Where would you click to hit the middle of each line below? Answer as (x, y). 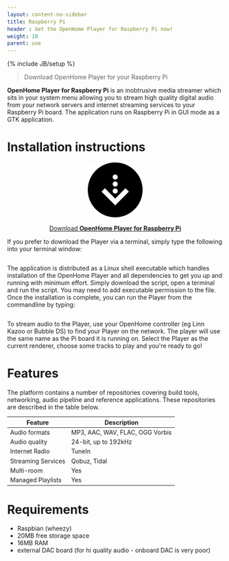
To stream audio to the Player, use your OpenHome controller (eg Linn (106, 324)
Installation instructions (76, 147)
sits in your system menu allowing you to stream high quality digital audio (110, 98)
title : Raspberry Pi (37, 22)
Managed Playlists (36, 480)
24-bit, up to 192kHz (101, 442)
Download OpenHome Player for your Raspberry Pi (96, 77)
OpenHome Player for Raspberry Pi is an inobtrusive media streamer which (114, 91)
